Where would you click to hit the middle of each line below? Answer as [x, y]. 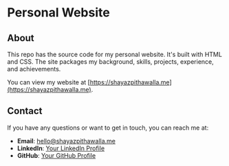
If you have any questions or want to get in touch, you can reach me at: [108, 128]
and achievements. [34, 69]
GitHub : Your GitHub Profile [56, 155]
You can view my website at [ [49, 82]
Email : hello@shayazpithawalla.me [66, 141]
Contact [25, 111]
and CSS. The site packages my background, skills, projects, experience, [111, 62]
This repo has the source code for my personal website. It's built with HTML [115, 54]
